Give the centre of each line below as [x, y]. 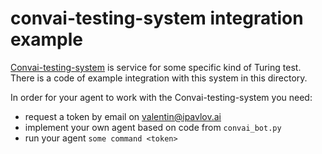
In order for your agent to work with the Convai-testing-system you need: [161, 97]
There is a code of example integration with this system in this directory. [159, 78]
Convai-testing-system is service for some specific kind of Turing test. [156, 67]
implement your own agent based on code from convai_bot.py [153, 127]
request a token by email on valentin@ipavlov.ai [123, 116]
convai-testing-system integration [157, 18]
